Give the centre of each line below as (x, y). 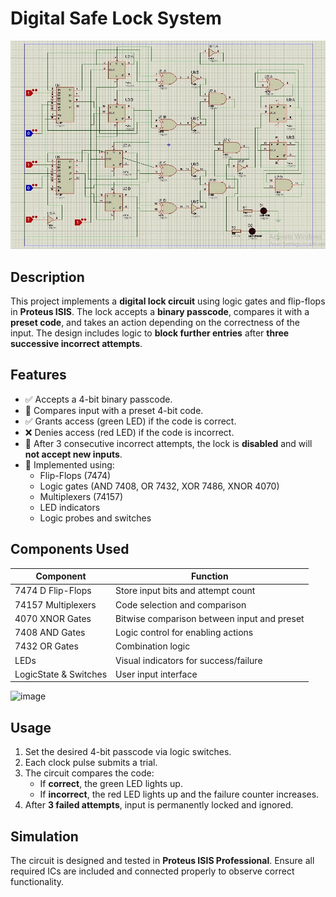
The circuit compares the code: (89, 773)
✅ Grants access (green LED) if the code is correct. (130, 421)
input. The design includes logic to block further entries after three (150, 333)
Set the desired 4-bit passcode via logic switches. (128, 752)
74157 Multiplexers (55, 604)
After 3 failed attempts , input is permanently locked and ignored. (159, 805)
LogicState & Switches (61, 674)
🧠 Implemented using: (69, 464)
